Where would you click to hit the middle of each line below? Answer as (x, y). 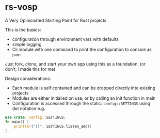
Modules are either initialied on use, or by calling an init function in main (84, 98)
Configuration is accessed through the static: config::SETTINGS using (81, 103)
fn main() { (17, 122)
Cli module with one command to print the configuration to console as (82, 49)
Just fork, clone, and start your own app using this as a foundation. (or (75, 64)
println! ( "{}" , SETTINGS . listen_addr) (53, 126)
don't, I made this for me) (30, 69)
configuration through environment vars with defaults (65, 39)
